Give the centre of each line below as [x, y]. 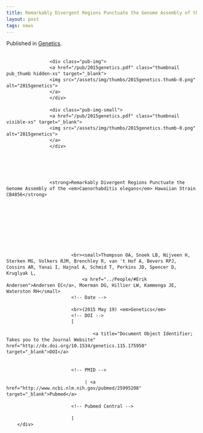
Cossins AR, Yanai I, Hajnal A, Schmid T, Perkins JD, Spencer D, [92, 267]
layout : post [23, 19]
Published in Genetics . [34, 44]
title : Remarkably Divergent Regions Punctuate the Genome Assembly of [98, 13]
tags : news [20, 25]
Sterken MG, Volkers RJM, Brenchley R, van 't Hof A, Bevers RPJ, [92, 261]
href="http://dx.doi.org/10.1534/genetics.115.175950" [77, 346]
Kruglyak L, [21, 273]
